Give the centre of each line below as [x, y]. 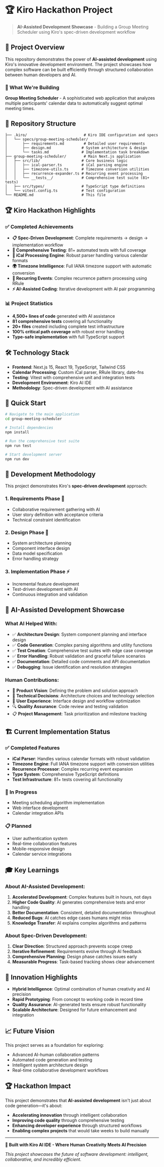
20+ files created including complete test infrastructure [68, 326]
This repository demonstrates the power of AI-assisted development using [81, 59]
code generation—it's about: [34, 1105]
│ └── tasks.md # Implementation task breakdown [77, 152]
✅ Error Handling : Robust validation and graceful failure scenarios [79, 656]
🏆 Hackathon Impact [38, 1086]
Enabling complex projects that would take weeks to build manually [81, 1130]
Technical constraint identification [46, 519]
